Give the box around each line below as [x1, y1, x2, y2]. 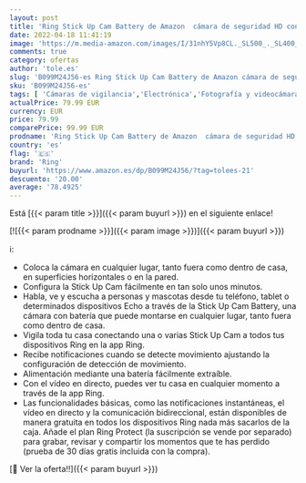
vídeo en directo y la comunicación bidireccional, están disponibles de [22, 407, 287, 418]
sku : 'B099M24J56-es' [9, 81, 92, 90]
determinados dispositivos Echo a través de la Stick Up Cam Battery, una [22, 301, 297, 312]
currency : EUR [9, 107, 64, 116]
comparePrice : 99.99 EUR [9, 124, 104, 133]
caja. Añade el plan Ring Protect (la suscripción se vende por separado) [22, 426, 292, 437]
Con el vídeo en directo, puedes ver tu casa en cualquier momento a [22, 378, 280, 389]
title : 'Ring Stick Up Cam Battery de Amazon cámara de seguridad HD [9, 22, 283, 31]
